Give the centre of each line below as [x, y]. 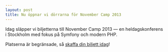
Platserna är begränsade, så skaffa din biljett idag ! [58, 44]
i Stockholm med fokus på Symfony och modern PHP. [61, 34]
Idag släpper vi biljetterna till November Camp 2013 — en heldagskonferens [84, 29]
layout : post [19, 10]
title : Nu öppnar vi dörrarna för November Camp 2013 [63, 15]
